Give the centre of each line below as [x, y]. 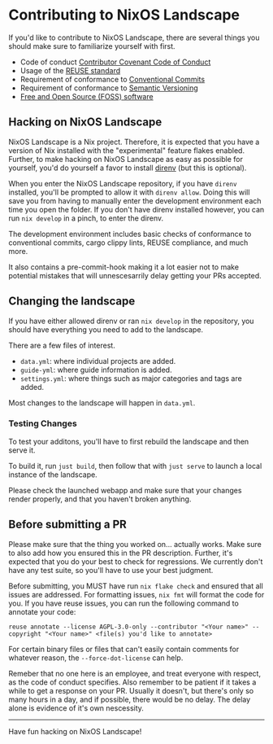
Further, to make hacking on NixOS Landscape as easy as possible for [126, 159]
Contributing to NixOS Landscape [124, 15]
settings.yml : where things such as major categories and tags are [131, 378]
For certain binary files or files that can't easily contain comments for [124, 649]
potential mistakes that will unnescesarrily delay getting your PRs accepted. [135, 275]
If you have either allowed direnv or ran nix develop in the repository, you [131, 321]
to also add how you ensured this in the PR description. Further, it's [121, 553]
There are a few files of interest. [62, 345]
